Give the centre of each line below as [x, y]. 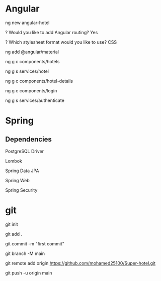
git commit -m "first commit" [35, 243]
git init [12, 224]
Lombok [14, 161]
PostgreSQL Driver [25, 151]
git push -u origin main [29, 273]
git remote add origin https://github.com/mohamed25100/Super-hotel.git [80, 263]
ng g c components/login [31, 90]
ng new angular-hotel [27, 23]
